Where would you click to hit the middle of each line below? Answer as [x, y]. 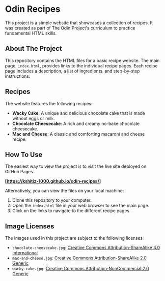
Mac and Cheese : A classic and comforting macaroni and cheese [79, 134]
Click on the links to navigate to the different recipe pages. [71, 211]
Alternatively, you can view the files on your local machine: [65, 191]
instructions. [18, 76]
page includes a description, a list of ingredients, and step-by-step [72, 71]
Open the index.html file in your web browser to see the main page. [81, 206]
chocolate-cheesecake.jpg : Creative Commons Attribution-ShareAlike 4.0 [86, 248]
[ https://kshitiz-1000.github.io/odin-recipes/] [53, 181]
